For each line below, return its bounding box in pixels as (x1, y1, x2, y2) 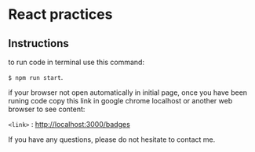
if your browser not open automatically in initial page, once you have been (8, 88, 248, 97)
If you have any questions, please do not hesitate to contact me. (8, 135, 216, 144)
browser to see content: (8, 104, 86, 114)
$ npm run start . (8, 73, 64, 81)
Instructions (8, 37, 69, 50)
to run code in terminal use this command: (8, 57, 145, 67)
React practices (8, 5, 113, 24)
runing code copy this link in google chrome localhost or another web (8, 96, 233, 105)
